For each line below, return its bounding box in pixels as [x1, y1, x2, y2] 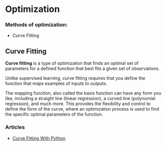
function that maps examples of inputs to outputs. [5, 81, 108, 87]
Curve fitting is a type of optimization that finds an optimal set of [5, 60, 139, 66]
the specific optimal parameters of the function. [5, 111, 103, 118]
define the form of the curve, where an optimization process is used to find [5, 106, 160, 112]
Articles [5, 124, 25, 131]
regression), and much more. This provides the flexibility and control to [5, 101, 151, 107]
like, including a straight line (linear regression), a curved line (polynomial [5, 96, 156, 102]
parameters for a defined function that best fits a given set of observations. [5, 66, 160, 72]
